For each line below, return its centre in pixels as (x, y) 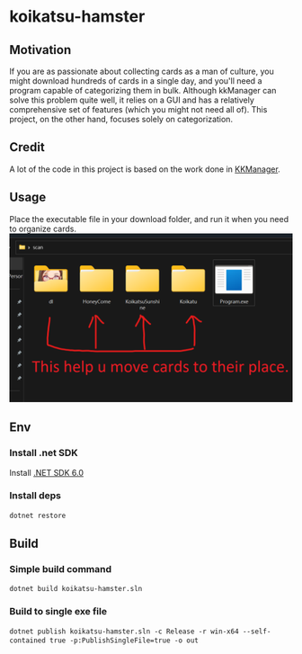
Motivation (40, 50)
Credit (27, 147)
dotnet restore (38, 515)
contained (28, 641)
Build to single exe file (58, 612)
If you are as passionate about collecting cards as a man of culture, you (142, 71)
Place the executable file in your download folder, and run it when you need (149, 219)
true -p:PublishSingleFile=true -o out (124, 641)
